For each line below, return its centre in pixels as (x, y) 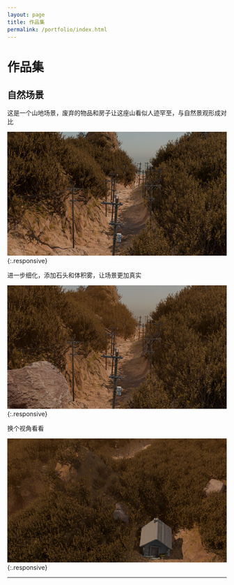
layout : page (26, 15)
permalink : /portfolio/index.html (57, 29)
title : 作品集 (26, 22)
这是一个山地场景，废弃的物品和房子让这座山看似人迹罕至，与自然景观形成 (114, 113)
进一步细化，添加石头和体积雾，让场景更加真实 (74, 275)
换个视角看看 (25, 429)
